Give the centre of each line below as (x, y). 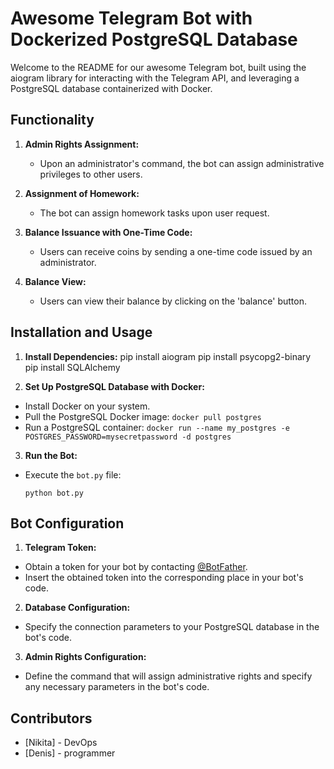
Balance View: (55, 281)
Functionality (52, 120)
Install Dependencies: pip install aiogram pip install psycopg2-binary (168, 356)
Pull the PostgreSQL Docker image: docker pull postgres (143, 416)
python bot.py (54, 493)
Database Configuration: (77, 608)
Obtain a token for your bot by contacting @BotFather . (136, 567)
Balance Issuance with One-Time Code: (108, 232)
